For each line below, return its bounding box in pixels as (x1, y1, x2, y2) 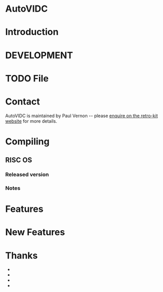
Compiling (5, 135, 50, 147)
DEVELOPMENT (5, 49, 74, 61)
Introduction (5, 26, 59, 38)
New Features (5, 227, 65, 238)
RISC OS (5, 156, 32, 165)
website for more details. (5, 118, 57, 124)
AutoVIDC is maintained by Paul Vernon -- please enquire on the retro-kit (5, 113, 158, 119)
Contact (5, 96, 40, 107)
